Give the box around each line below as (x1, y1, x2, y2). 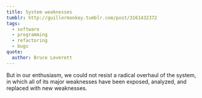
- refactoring (12, 37, 48, 43)
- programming (12, 32, 48, 38)
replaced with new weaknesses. (6, 84, 88, 92)
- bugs (12, 43, 29, 50)
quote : (6, 49, 23, 55)
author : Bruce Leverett (12, 55, 72, 61)
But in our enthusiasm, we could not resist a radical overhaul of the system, (6, 71, 196, 78)
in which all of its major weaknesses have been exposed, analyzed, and (6, 78, 187, 85)
